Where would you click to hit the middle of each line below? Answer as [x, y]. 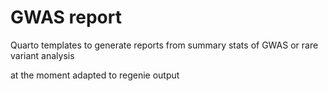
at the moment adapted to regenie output [95, 75]
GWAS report [66, 17]
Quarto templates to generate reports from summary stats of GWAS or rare [164, 45]
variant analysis [42, 55]
